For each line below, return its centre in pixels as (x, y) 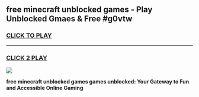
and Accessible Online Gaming (45, 88)
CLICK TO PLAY (29, 36)
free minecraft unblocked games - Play (79, 10)
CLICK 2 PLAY (27, 58)
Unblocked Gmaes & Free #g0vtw (69, 19)
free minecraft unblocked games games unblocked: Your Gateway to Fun (98, 81)
